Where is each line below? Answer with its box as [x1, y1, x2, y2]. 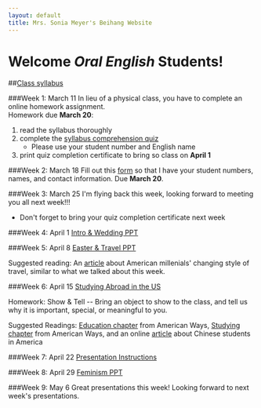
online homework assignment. [8, 102, 106, 111]
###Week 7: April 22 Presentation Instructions [8, 352, 158, 362]
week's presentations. [8, 392, 80, 401]
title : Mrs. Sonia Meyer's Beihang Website [8, 19, 153, 27]
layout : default [8, 11, 61, 20]
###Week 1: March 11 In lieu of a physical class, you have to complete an [8, 93, 243, 103]
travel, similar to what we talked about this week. [8, 267, 166, 276]
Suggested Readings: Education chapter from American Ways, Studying [8, 321, 241, 330]
